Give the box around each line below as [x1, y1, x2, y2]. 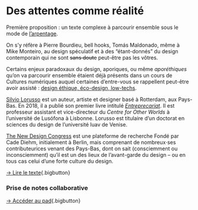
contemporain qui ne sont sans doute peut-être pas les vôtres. [6, 54, 158, 61]
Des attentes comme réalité [6, 4, 144, 18]
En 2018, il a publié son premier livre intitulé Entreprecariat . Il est [18, 102, 175, 109]
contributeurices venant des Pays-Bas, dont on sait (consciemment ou [6, 145, 178, 152]
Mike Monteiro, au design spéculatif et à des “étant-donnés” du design [6, 47, 178, 54]
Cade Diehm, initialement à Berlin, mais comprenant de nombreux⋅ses [6, 138, 176, 146]
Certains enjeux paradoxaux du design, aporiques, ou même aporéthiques [6, 65, 187, 72]
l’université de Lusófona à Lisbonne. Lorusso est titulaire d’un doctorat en [6, 114, 185, 122]
